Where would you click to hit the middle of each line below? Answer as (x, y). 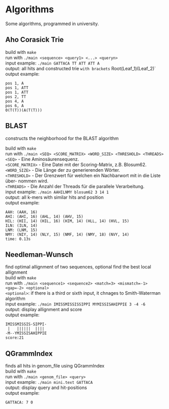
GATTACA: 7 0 (19, 403)
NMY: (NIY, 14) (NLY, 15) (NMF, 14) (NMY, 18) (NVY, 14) (67, 234)
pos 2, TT (16, 97)
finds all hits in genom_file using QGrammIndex (55, 366)
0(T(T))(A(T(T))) (24, 110)
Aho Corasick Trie (35, 40)
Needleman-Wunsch (39, 254)
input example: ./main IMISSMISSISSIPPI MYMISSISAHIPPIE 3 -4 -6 (76, 304)
